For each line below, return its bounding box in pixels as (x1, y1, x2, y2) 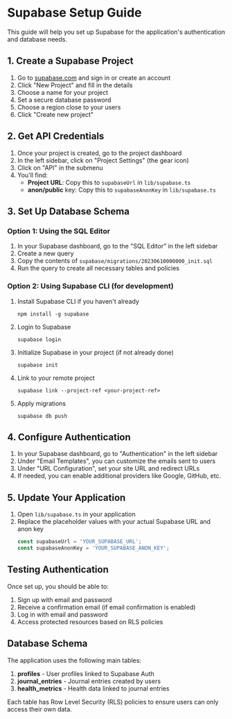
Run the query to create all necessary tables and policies (17, 264, 180, 273)
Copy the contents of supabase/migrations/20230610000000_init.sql (17, 257, 213, 265)
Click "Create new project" (17, 110, 94, 118)
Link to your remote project (17, 374, 95, 382)
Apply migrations (17, 399, 66, 408)
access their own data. (7, 704, 73, 713)
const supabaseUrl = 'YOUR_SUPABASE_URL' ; (17, 538, 142, 545)
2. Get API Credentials (7, 130, 105, 143)
